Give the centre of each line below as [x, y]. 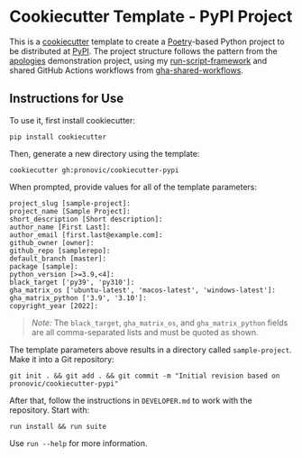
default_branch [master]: [58, 259]
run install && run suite [58, 426]
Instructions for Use [67, 99]
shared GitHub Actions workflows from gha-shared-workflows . [126, 70]
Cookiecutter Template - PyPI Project [151, 17]
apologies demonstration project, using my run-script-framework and [138, 60]
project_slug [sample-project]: [70, 203]
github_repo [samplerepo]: [60, 251]
